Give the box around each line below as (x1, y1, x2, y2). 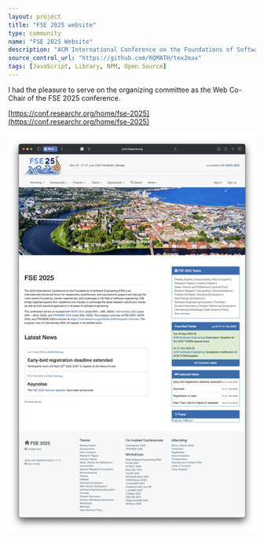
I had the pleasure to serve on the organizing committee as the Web (8, 85, 228, 94)
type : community (8, 29, 61, 37)
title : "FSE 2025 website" (8, 20, 97, 29)
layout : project (8, 13, 61, 20)
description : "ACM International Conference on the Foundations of (8, 46, 234, 54)
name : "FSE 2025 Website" (8, 38, 93, 46)
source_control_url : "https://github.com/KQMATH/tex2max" (8, 54, 202, 62)
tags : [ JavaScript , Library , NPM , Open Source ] (8, 63, 167, 71)
